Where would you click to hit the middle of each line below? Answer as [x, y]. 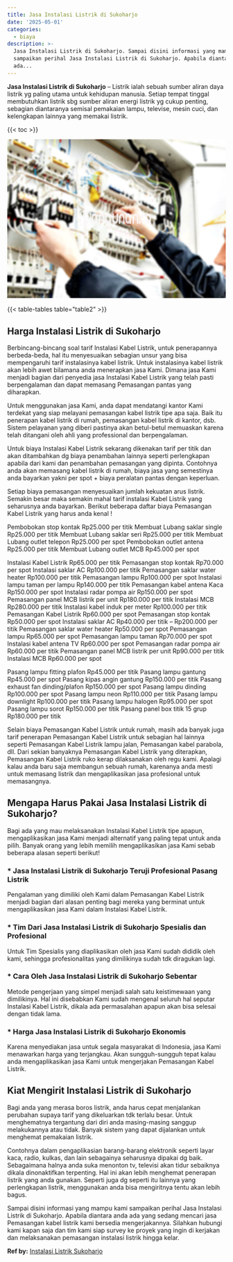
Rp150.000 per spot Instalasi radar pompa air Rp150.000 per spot [100, 592]
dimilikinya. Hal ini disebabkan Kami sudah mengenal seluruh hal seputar [111, 999]
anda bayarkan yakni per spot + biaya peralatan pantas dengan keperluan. [113, 478]
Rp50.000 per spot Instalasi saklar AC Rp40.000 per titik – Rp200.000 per [113, 622]
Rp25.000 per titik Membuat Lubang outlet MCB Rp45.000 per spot [103, 549]
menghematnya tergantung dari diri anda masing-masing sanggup [102, 1122]
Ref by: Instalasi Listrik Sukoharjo [55, 1251]
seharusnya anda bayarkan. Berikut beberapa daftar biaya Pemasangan [110, 506]
